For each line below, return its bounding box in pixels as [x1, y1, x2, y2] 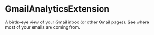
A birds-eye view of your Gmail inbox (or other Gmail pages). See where [5, 19, 149, 25]
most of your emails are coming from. [5, 24, 80, 30]
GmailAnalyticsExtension [5, 3, 110, 14]
